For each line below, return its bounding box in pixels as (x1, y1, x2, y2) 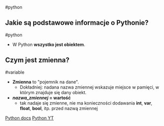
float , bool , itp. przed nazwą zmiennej (19, 105, 98, 111)
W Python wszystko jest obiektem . (12, 41, 85, 47)
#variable (5, 69, 25, 75)
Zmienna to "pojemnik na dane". (12, 79, 80, 85)
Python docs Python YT (5, 115, 54, 121)
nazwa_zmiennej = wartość (12, 95, 71, 101)
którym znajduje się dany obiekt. (19, 89, 87, 95)
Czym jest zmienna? (5, 56, 70, 64)
